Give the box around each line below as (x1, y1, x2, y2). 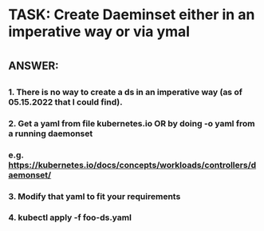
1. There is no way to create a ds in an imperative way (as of (8, 86, 243, 98)
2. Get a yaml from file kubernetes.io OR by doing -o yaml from (8, 117, 255, 129)
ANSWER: (8, 59, 59, 73)
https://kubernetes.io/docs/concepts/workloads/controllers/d (8, 159, 257, 170)
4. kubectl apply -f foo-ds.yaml (8, 212, 132, 223)
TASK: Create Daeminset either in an (8, 6, 255, 24)
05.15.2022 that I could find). (8, 96, 123, 107)
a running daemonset (8, 128, 93, 139)
